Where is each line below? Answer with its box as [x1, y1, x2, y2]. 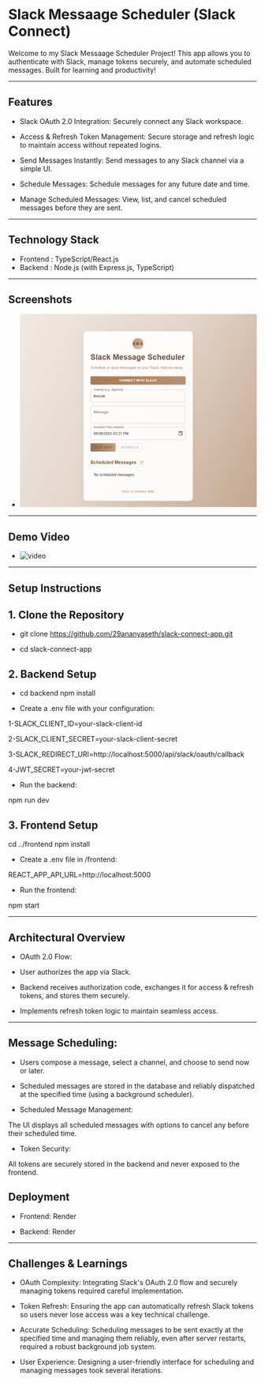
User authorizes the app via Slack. [19, 967, 132, 976]
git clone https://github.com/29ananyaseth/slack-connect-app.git [19, 629, 233, 639]
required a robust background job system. [19, 1342, 156, 1351]
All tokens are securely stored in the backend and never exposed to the [8, 1159, 241, 1168]
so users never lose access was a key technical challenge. [19, 1310, 211, 1320]
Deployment [8, 1190, 70, 1204]
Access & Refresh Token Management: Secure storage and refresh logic [19, 132, 255, 141]
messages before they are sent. [19, 203, 123, 212]
